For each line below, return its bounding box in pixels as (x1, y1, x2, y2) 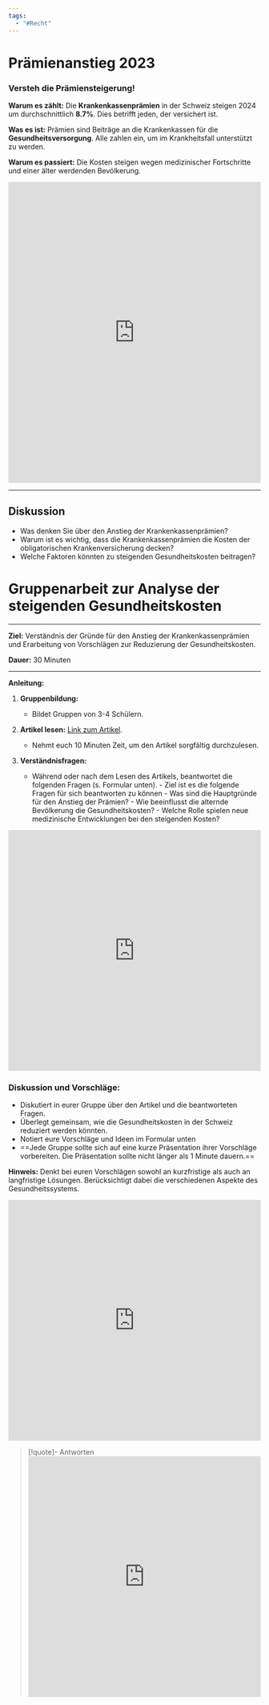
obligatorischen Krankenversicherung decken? (19, 543, 175, 552)
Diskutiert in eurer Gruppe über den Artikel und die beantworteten (19, 1101, 238, 1110)
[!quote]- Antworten (27, 1447, 94, 1457)
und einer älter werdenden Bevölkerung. (8, 165, 142, 175)
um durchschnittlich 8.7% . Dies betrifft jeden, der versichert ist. (8, 109, 219, 119)
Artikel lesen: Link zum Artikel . (19, 724, 122, 734)
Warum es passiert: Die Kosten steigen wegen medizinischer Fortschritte (8, 157, 251, 167)
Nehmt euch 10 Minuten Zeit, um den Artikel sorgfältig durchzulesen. (31, 740, 259, 750)
